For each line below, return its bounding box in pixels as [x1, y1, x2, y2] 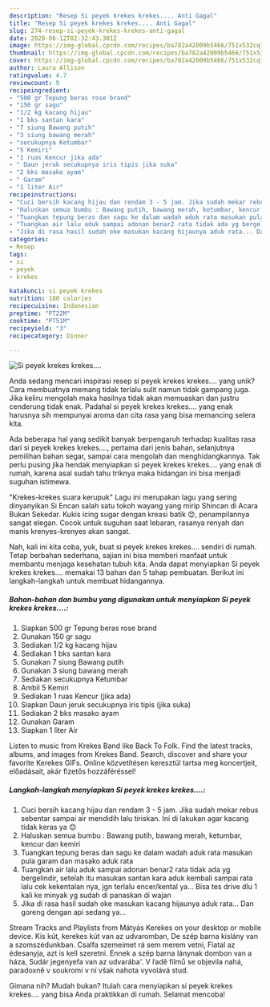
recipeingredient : [9, 86, 71, 95]
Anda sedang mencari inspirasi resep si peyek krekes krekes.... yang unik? [9, 376, 256, 386]
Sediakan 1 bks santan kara [20, 649, 111, 658]
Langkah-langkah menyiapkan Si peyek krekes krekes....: [9, 785, 207, 795]
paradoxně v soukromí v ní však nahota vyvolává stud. [9, 965, 189, 975]
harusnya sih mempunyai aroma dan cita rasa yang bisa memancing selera [9, 410, 256, 420]
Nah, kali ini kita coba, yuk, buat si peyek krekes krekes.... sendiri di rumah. [9, 542, 257, 552]
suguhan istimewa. [9, 477, 71, 487]
